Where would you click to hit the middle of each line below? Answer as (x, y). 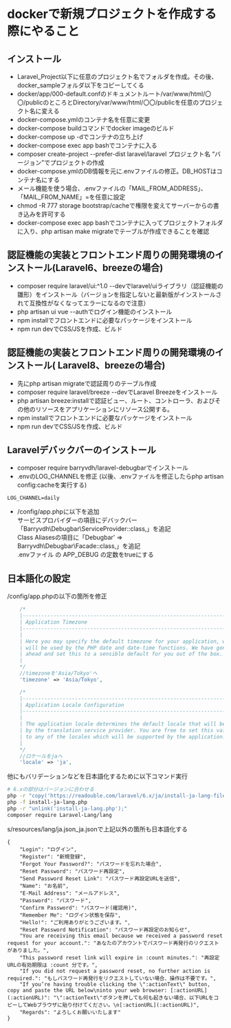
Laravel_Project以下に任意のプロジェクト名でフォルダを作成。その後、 (117, 77)
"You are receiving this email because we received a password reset (121, 936)
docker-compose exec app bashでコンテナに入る (87, 145)
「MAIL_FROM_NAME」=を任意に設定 (71, 197)
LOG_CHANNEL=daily (33, 498)
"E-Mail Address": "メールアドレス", (70, 893)
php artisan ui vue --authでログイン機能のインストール (95, 311)
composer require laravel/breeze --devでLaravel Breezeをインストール (117, 392)
